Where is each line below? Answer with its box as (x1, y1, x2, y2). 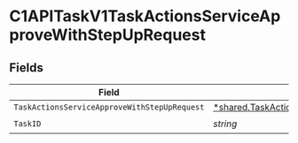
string (212, 117, 238, 130)
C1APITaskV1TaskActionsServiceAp (9, 6, 281, 26)
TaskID (13, 118, 42, 129)
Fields (9, 60, 44, 75)
